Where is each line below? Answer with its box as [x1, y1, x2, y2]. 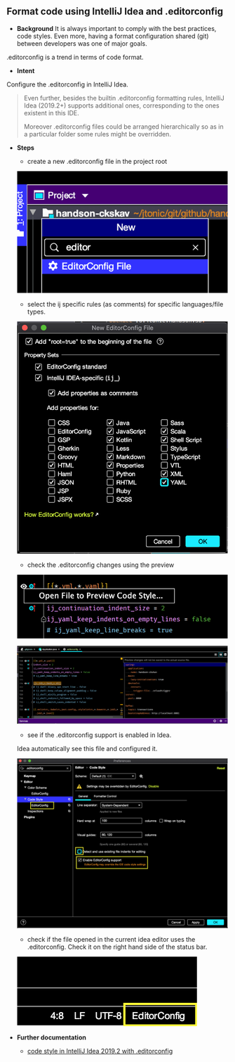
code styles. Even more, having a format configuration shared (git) [16, 32, 209, 40]
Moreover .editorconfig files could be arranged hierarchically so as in [23, 122, 224, 131]
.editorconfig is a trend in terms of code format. [6, 53, 145, 61]
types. [27, 307, 46, 316]
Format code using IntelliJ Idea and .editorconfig [6, 6, 224, 18]
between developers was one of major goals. [16, 39, 148, 48]
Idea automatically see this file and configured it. [16, 745, 158, 753]
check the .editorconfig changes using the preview [27, 561, 175, 569]
